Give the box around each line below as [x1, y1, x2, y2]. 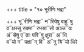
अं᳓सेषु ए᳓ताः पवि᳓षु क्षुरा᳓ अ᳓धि [6, 31, 68, 39]
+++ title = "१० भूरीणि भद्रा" [6, 6, 67, 13]
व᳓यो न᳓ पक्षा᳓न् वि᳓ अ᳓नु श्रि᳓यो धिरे [6, 38, 78, 45]
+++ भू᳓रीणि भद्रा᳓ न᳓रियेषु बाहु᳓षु [6, 18, 73, 25]
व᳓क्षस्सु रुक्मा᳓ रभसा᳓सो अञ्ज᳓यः [6, 25, 72, 31]
